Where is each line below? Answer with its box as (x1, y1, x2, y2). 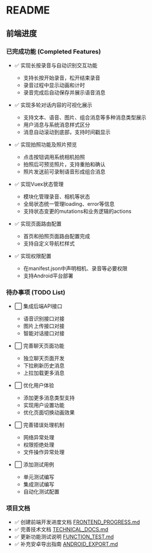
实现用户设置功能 (23, 402, 65, 409)
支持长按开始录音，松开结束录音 (23, 74, 101, 81)
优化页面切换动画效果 (23, 409, 75, 416)
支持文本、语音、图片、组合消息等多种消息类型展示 (23, 114, 147, 121)
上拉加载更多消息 (23, 369, 65, 376)
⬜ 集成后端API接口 (14, 303, 63, 310)
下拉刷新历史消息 (23, 362, 65, 369)
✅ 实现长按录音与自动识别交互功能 (14, 62, 98, 69)
